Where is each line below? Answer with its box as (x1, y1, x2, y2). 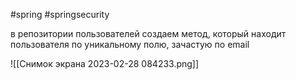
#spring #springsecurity (10, 9, 110, 20)
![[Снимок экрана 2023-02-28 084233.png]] (10, 58, 200, 69)
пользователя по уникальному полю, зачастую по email (10, 39, 250, 50)
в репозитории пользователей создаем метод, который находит (10, 28, 287, 39)
